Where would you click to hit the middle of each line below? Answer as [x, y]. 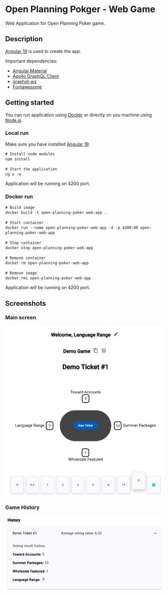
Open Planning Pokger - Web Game [80, 9]
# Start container [24, 223]
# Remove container [26, 258]
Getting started [30, 103]
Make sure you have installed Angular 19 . [48, 144]
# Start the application [31, 169]
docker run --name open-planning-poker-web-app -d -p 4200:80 [72, 228]
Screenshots [26, 303]
